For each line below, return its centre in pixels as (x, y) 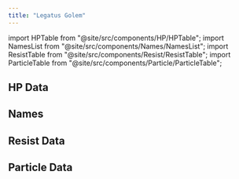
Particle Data (40, 168)
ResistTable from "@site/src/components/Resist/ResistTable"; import (119, 54)
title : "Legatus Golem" (47, 15)
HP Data (28, 88)
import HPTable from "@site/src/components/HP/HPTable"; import (116, 38)
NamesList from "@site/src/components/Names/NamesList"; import (118, 46)
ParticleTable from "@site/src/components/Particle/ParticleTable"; (115, 63)
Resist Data (37, 141)
